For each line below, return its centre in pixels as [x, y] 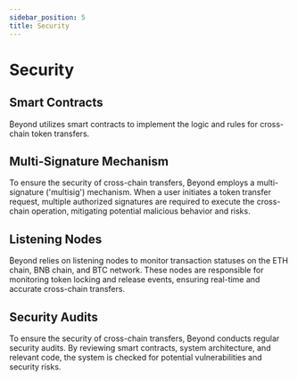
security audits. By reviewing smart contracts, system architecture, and [140, 347]
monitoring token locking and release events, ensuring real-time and [135, 280]
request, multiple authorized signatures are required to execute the [132, 202]
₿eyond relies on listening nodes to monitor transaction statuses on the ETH [148, 261]
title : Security [39, 26]
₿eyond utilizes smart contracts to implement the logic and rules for [134, 124]
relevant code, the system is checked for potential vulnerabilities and [136, 357]
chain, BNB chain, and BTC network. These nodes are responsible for [136, 270]
